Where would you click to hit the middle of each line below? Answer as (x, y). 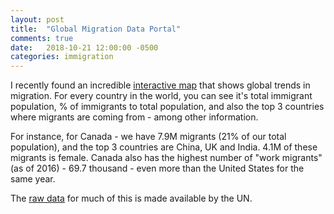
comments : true (42, 38)
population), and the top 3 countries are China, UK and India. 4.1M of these (164, 147)
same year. (33, 179)
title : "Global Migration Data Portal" (96, 29)
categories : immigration (62, 57)
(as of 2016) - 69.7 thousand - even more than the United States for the (157, 168)
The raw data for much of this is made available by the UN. (131, 198)
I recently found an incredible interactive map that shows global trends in (160, 85)
